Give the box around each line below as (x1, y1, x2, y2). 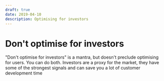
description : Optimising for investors (5, 16, 89, 21)
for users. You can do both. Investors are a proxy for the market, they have (5, 60, 159, 66)
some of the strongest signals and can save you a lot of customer (5, 65, 140, 71)
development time (5, 70, 43, 76)
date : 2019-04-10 (5, 12, 42, 17)
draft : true (5, 7, 30, 12)
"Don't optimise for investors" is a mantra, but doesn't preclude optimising (5, 54, 159, 60)
